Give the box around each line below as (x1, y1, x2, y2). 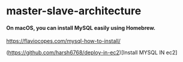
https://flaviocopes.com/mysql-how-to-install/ (6, 38, 121, 45)
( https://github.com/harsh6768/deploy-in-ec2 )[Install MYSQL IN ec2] (6, 49, 178, 56)
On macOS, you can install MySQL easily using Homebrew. (6, 24, 156, 31)
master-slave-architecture (6, 4, 142, 18)
